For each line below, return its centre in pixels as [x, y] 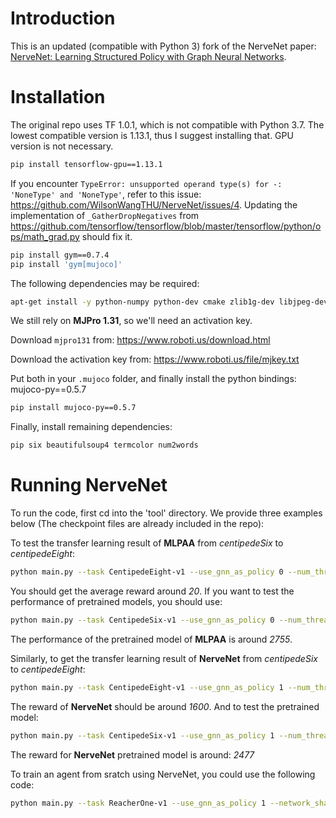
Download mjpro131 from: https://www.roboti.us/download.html [140, 340]
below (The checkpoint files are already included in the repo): [137, 524]
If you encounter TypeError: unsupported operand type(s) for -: [146, 183]
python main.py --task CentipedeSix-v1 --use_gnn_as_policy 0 [142, 620]
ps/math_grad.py [45, 236]
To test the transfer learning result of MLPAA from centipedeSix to [147, 543]
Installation [58, 97]
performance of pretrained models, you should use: [116, 601]
